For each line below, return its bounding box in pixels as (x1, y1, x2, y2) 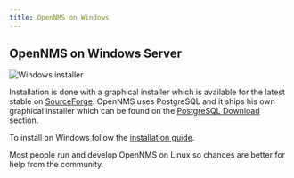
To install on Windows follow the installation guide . (9, 133, 195, 143)
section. (9, 115, 39, 125)
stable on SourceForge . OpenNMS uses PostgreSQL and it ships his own (9, 96, 276, 107)
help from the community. (9, 159, 104, 170)
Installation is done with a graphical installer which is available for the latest (9, 86, 285, 98)
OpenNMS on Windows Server (9, 46, 183, 61)
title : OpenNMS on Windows (9, 12, 110, 22)
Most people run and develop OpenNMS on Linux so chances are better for (9, 150, 286, 160)
